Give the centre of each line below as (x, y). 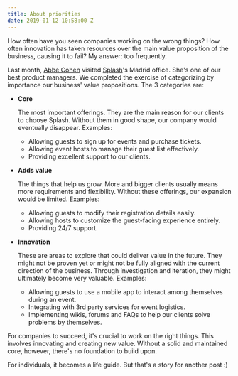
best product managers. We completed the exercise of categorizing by (111, 77)
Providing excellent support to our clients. (89, 156)
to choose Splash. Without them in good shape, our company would (117, 120)
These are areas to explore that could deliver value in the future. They (120, 255)
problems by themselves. (65, 322)
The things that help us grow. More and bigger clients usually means (118, 184)
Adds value (34, 170)
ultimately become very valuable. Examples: (82, 278)
